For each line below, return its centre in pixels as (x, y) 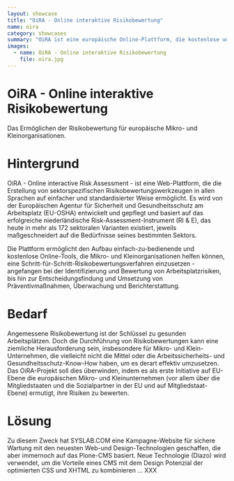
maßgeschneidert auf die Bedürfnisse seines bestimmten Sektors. (102, 235)
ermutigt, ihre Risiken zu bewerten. (79, 393)
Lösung (30, 421)
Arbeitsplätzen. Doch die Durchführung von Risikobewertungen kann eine (113, 340)
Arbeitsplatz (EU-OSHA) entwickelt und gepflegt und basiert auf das (105, 213)
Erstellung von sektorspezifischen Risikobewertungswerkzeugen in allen (111, 190)
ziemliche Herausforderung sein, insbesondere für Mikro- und (96, 348)
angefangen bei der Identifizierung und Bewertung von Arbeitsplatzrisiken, (114, 271)
